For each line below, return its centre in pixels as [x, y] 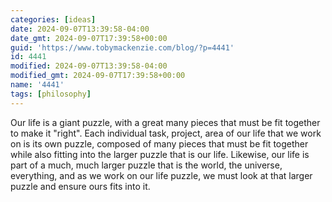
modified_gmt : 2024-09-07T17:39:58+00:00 [98, 76]
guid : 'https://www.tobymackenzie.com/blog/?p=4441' [122, 47]
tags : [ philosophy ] [51, 94]
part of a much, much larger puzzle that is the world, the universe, [146, 165]
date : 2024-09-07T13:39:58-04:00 [80, 29]
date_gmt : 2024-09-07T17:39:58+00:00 [89, 38]
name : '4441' [37, 85]
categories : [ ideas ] [53, 19]
